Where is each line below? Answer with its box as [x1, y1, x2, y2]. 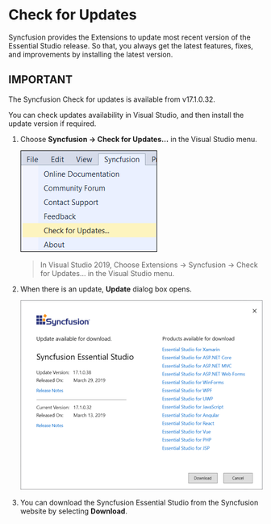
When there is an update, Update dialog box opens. [19, 284, 192, 294]
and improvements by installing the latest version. [8, 49, 173, 59]
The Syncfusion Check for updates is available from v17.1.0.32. [8, 94, 216, 104]
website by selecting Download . [19, 506, 127, 516]
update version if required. [8, 119, 97, 128]
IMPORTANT [8, 73, 73, 86]
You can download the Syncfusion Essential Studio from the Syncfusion [19, 497, 259, 507]
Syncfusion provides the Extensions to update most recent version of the [8, 32, 252, 42]
